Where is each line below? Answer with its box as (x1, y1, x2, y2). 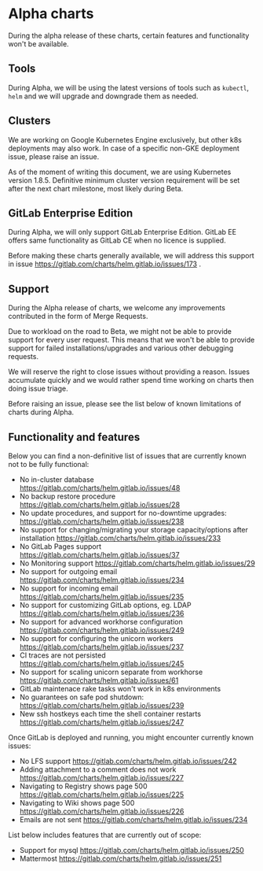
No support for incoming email (19, 584, 119, 593)
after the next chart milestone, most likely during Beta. (8, 183, 184, 193)
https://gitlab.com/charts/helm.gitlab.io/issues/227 (19, 773, 184, 782)
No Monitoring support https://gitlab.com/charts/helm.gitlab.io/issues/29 (19, 558, 255, 568)
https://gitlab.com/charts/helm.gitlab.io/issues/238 (19, 517, 184, 526)
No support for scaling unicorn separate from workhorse (19, 667, 203, 676)
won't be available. (8, 39, 69, 48)
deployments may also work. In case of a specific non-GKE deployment (8, 143, 239, 153)
